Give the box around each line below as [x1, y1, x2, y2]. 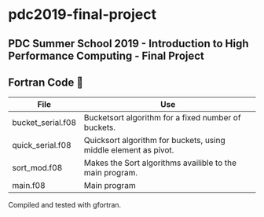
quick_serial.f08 [12, 140, 72, 151]
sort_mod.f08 [12, 163, 63, 174]
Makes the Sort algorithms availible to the [83, 157, 237, 168]
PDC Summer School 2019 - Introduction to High [8, 37, 249, 50]
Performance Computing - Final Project [8, 49, 204, 62]
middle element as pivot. [83, 145, 174, 156]
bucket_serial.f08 [12, 117, 77, 128]
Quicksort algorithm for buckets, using [83, 135, 225, 146]
